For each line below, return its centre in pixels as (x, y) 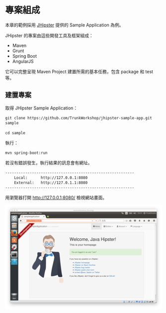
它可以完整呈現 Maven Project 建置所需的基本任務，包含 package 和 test (79, 71)
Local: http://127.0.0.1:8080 (51, 178)
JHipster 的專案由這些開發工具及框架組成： (49, 35)
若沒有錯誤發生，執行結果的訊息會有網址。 (49, 163)
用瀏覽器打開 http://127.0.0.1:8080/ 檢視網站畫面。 (56, 198)
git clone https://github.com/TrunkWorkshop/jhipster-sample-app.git (79, 118)
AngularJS (23, 61)
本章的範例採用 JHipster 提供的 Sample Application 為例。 (64, 25)
